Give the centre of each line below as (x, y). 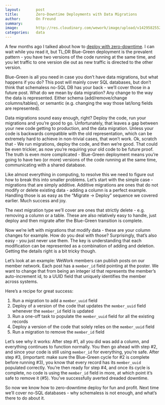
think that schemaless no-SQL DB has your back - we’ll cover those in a (78, 87)
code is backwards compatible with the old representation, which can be (79, 134)
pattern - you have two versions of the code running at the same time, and (80, 57)
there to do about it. (25, 398)
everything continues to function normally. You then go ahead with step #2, (81, 347)
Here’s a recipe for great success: (39, 291)
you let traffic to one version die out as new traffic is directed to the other (79, 62)
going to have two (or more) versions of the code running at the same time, (81, 160)
